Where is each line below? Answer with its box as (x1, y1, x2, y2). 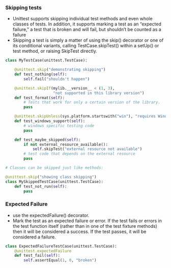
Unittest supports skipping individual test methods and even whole (12, 16, 153, 22)
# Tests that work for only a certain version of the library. (23, 100, 160, 105)
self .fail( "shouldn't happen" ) (23, 76, 90, 81)
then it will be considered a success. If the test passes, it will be (12, 228, 147, 234)
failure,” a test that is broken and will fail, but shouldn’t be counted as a (12, 26, 161, 33)
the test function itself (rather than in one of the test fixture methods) (12, 223, 158, 229)
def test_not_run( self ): (14, 184, 67, 189)
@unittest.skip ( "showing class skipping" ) (5, 174, 97, 180)
